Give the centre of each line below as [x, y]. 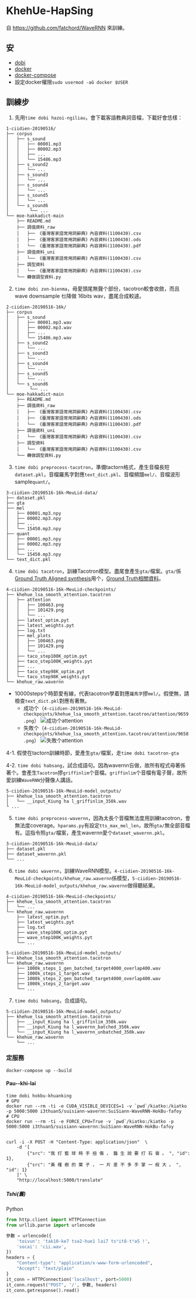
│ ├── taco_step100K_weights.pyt [49, 661]
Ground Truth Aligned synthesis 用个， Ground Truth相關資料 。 [89, 578]
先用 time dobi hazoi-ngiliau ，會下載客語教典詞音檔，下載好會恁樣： [99, 117]
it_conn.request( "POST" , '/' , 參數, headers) [61, 1285]
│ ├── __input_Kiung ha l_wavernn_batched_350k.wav [73, 1027]
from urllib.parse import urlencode [51, 1225]
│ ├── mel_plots [28, 635]
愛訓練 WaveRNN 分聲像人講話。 [41, 780]
